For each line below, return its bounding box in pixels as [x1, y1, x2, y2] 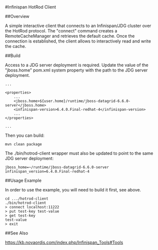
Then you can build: [5, 132, 45, 138]
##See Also [5, 230, 28, 236]
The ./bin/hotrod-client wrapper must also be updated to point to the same [5, 150, 154, 156]
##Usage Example [5, 177, 42, 183]
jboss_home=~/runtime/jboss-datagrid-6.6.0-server [5, 165, 109, 170]
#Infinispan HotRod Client [5, 4, 57, 10]
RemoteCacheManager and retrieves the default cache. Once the [5, 33, 135, 39]
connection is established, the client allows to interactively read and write [5, 38, 151, 44]
